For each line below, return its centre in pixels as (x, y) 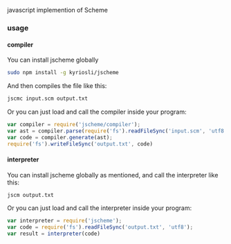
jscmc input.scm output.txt (48, 98)
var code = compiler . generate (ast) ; (60, 137)
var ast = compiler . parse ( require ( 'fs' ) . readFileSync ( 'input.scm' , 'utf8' (117, 131)
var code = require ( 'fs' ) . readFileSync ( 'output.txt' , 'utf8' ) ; (100, 227)
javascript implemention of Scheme (58, 10)
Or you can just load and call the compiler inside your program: (97, 112)
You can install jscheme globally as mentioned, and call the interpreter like (113, 175)
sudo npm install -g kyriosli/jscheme (63, 73)
